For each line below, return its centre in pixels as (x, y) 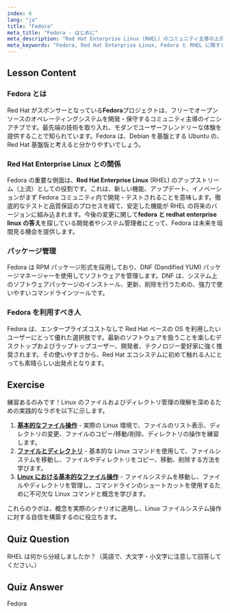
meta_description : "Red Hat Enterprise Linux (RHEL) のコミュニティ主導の (111, 39)
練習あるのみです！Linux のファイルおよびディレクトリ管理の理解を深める (111, 402)
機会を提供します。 (52, 231)
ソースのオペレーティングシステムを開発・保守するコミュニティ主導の (105, 119)
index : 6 (20, 13)
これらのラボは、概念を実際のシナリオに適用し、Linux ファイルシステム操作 (115, 509)
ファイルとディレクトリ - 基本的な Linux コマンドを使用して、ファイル (116, 451)
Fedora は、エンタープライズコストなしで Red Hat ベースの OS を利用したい (114, 328)
